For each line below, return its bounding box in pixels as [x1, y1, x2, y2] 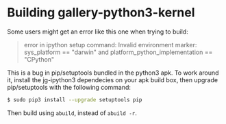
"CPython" [23, 55, 55, 63]
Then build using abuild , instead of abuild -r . [7, 108, 137, 117]
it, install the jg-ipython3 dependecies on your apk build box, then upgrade [7, 75, 218, 84]
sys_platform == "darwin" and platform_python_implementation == [23, 48, 213, 56]
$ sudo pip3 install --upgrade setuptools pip [7, 96, 142, 103]
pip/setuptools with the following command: [7, 83, 131, 91]
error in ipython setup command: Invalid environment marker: [23, 40, 197, 49]
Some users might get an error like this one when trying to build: [7, 27, 188, 36]
